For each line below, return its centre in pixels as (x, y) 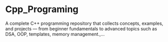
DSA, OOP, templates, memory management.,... (55, 34)
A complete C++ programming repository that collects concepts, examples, (84, 23)
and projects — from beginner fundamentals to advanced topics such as (81, 28)
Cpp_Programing (42, 9)
